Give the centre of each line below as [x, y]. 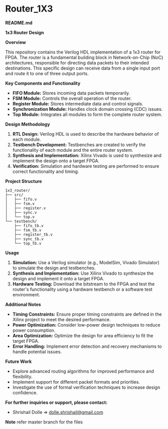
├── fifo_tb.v [29, 226]
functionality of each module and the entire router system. [73, 150]
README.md [19, 23]
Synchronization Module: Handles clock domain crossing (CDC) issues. [88, 109]
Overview [16, 42]
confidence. [25, 392]
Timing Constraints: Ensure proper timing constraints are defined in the [87, 314]
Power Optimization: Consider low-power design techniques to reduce [86, 325]
